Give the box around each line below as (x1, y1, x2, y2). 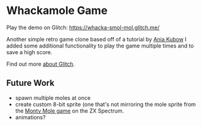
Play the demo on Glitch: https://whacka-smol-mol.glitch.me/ (6, 24, 160, 31)
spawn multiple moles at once (15, 94, 91, 101)
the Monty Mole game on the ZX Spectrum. (15, 107, 124, 114)
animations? (15, 113, 46, 121)
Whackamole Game (6, 4, 108, 18)
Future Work (6, 78, 55, 88)
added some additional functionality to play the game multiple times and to (6, 42, 194, 49)
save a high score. (6, 48, 53, 55)
